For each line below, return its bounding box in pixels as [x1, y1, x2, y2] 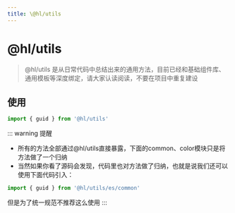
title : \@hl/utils [7, 10, 61, 18]
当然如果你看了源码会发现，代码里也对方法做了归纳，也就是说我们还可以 [17, 162, 228, 170]
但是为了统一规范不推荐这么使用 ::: [7, 198, 108, 207]
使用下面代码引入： [17, 171, 74, 179]
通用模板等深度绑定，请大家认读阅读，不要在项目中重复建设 [24, 73, 198, 82]
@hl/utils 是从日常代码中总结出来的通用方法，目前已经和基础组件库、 [24, 65, 225, 73]
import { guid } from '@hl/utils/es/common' [7, 185, 140, 192]
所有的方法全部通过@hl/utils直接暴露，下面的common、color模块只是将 [17, 144, 226, 152]
